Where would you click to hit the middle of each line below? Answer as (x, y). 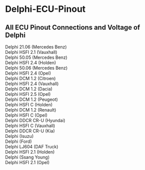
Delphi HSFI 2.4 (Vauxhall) (32, 84)
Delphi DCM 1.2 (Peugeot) (32, 99)
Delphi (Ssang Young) (27, 157)
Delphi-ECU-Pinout (45, 9)
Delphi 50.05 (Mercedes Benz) (36, 57)
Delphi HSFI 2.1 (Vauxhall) (31, 52)
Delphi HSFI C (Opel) (26, 115)
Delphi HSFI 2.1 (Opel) (27, 162)
